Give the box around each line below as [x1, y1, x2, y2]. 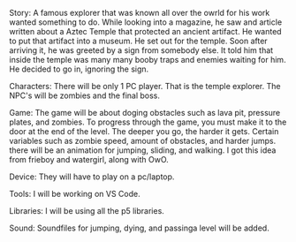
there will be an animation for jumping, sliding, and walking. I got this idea [9, 145, 277, 155]
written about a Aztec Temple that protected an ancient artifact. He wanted [9, 26, 282, 36]
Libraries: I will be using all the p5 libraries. [9, 206, 165, 216]
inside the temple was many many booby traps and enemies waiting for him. [9, 55, 286, 64]
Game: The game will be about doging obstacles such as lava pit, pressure [9, 108, 281, 117]
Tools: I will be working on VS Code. [9, 189, 140, 199]
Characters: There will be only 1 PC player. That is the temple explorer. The [9, 81, 281, 91]
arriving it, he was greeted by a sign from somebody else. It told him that [9, 45, 274, 56]
